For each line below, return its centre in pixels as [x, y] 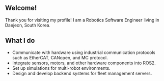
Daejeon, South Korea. [28, 25]
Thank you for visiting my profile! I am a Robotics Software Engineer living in [82, 20]
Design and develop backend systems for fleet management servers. [82, 73]
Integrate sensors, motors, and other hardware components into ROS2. [84, 63]
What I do [20, 40]
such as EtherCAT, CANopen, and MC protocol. [60, 57]
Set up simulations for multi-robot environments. [61, 68]
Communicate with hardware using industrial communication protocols [84, 52]
